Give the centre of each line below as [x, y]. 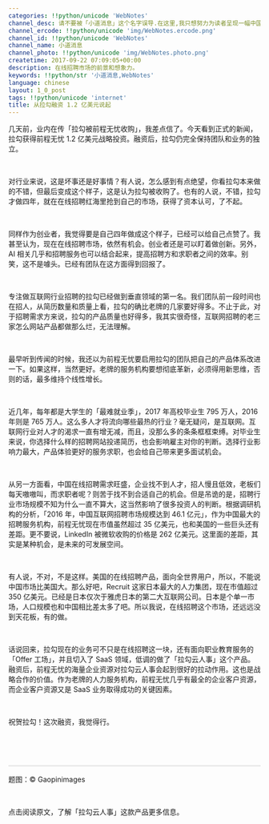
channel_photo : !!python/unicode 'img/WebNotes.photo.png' [109, 53]
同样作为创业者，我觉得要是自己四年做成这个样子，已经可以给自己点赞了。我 [134, 234]
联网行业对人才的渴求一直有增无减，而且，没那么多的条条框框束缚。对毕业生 [134, 432]
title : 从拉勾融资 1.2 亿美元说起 [60, 105]
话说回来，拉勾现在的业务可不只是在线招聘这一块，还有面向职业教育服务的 [131, 649]
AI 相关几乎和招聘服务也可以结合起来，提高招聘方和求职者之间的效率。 [125, 254]
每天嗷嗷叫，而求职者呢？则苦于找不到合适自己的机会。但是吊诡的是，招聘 [131, 494]
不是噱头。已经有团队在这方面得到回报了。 [99, 264]
